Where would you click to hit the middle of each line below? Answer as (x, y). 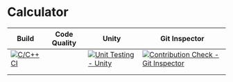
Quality (64, 42)
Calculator (38, 12)
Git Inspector (182, 38)
